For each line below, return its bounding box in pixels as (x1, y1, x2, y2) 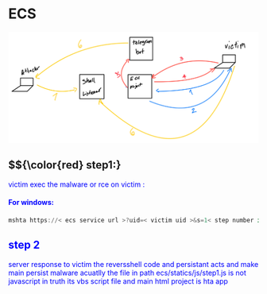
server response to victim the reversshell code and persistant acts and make (8, 259, 259, 269)
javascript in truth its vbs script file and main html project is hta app (8, 276, 229, 286)
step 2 (8, 238, 41, 252)
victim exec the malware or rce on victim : (8, 180, 145, 189)
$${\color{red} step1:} (8, 158, 122, 172)
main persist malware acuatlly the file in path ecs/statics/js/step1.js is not (8, 268, 246, 277)
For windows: (8, 198, 54, 207)
